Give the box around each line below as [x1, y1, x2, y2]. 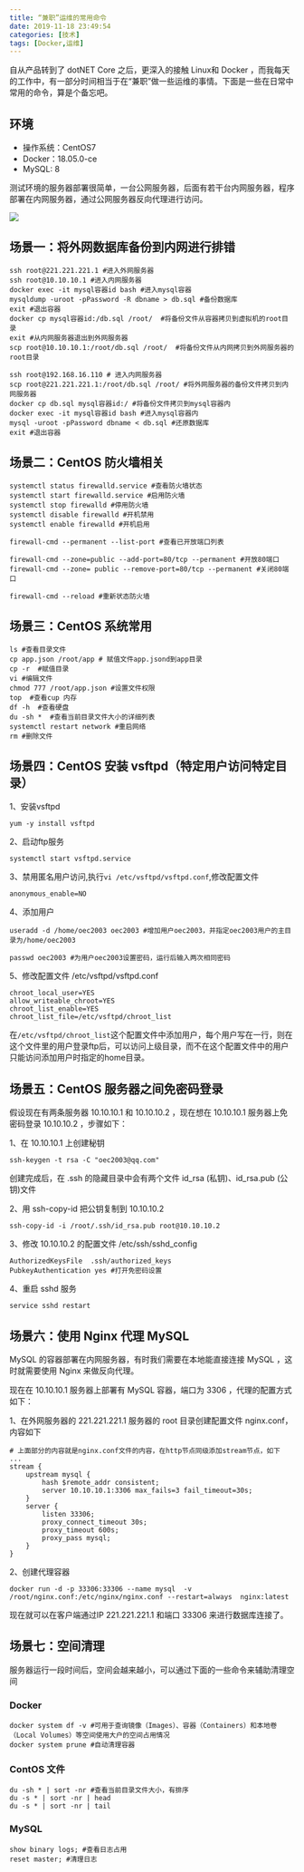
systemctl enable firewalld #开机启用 [9, 519, 151, 529]
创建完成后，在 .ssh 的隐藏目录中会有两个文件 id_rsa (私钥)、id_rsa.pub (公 [9, 1173, 289, 1184]
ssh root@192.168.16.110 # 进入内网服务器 [9, 370, 163, 379]
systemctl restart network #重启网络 [9, 722, 147, 731]
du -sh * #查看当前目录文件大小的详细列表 [9, 713, 156, 722]
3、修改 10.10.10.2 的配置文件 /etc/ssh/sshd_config [9, 1238, 197, 1249]
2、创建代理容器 [9, 1566, 71, 1577]
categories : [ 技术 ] [9, 30, 81, 39]
